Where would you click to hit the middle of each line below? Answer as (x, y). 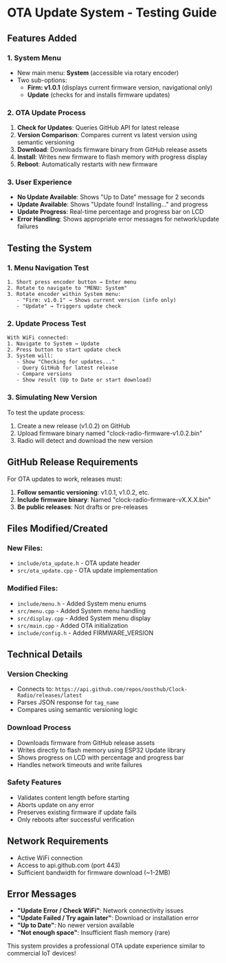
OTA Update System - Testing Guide (112, 13)
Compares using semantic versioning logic (77, 710)
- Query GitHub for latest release (67, 368)
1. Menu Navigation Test (48, 268)
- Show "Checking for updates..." (66, 362)
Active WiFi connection (50, 857)
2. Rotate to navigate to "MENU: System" (67, 288)
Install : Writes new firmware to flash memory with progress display (112, 157)
